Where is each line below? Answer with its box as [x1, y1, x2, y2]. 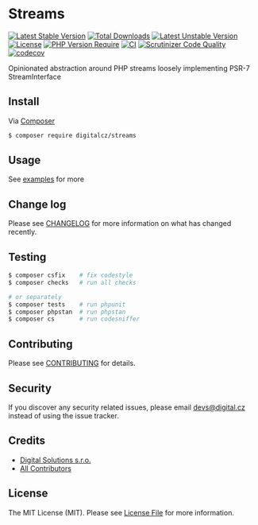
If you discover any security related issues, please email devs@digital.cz [8, 402, 246, 412]
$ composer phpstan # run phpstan [8, 308, 126, 316]
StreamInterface [8, 72, 62, 81]
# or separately [8, 293, 62, 301]
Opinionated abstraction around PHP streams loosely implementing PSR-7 [8, 63, 250, 72]
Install [8, 95, 40, 108]
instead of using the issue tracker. [8, 410, 119, 420]
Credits [8, 434, 46, 448]
